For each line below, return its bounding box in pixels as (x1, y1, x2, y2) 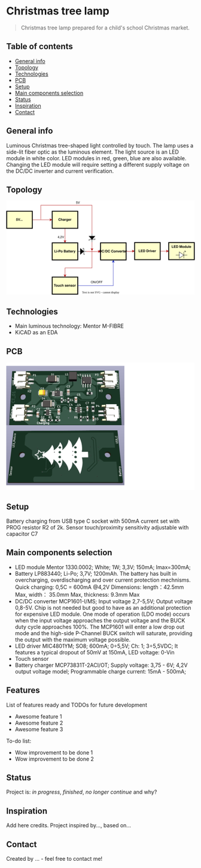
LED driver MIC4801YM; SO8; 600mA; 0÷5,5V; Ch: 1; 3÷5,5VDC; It (14, 642, 178, 649)
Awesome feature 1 (14, 713, 62, 720)
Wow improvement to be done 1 (14, 749, 93, 756)
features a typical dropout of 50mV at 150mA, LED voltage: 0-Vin (14, 648, 175, 656)
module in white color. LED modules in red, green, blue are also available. (6, 154, 187, 161)
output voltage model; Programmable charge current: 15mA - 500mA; (14, 668, 187, 675)
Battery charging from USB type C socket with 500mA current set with (6, 517, 180, 525)
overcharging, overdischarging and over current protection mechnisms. (14, 576, 191, 583)
